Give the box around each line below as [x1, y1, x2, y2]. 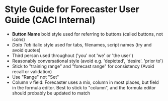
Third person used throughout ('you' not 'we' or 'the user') [12, 52, 134, 59]
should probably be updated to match [12, 90, 91, 96]
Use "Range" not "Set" [12, 74, 59, 80]
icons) [12, 36, 26, 42]
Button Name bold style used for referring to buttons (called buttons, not [12, 31, 163, 37]
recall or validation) [12, 68, 52, 74]
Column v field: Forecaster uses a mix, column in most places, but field [12, 79, 159, 85]
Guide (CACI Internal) [5, 14, 96, 26]
